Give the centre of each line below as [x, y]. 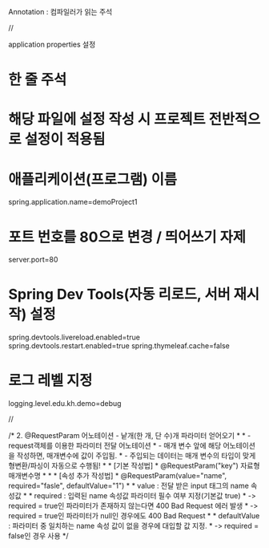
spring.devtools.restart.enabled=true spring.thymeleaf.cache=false [119, 346]
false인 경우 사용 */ [39, 536]
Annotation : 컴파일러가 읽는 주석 [60, 12]
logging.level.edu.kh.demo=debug [65, 404]
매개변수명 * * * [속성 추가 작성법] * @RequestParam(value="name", [118, 476]
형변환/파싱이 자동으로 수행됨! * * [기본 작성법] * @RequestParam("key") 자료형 [134, 466]
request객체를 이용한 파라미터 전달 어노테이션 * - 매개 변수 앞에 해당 [115, 446]
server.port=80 [33, 260]
